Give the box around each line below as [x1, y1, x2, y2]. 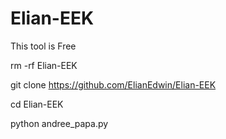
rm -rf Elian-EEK [10, 59, 78, 71]
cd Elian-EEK [10, 98, 64, 110]
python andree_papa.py [10, 117, 109, 129]
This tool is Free [10, 40, 77, 52]
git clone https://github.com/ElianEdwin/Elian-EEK [10, 78, 217, 91]
